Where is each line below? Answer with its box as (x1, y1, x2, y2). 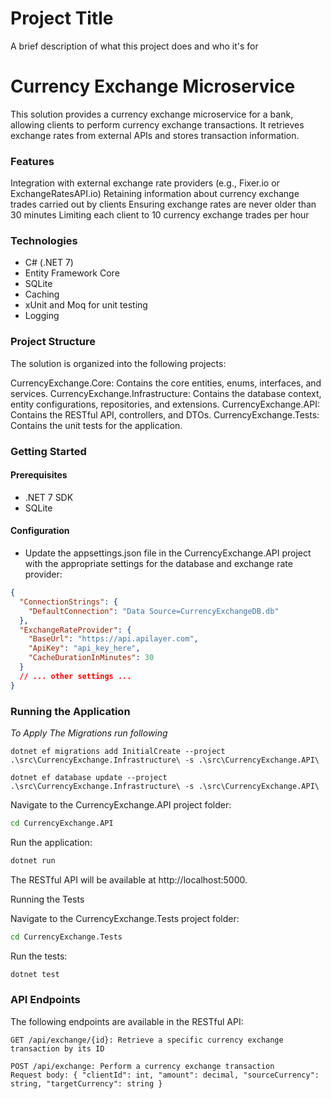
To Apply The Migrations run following (10, 727, 168, 739)
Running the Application (10, 704, 131, 718)
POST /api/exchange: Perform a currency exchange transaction (10, 1061, 275, 1071)
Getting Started (10, 444, 87, 458)
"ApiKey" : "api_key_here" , (28, 643, 141, 654)
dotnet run (10, 855, 56, 866)
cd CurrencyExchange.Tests (10, 932, 123, 942)
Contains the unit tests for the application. (10, 419, 183, 431)
